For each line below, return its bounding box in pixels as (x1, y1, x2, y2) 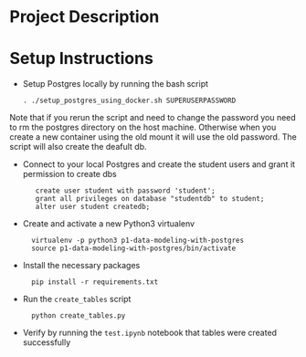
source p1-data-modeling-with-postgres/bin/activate (31, 244, 237, 253)
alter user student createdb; (35, 203, 151, 212)
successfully (22, 337, 71, 348)
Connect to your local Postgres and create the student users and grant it (22, 159, 295, 170)
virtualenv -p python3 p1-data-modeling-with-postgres (31, 236, 245, 246)
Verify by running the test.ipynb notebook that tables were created (22, 327, 277, 339)
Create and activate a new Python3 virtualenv (22, 218, 195, 229)
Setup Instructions (9, 48, 153, 69)
